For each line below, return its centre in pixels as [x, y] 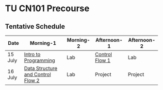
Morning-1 [43, 43]
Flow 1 [103, 60]
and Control [37, 74]
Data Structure [41, 68]
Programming [40, 60]
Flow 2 [32, 81]
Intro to [32, 54]
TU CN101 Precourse [47, 9]
